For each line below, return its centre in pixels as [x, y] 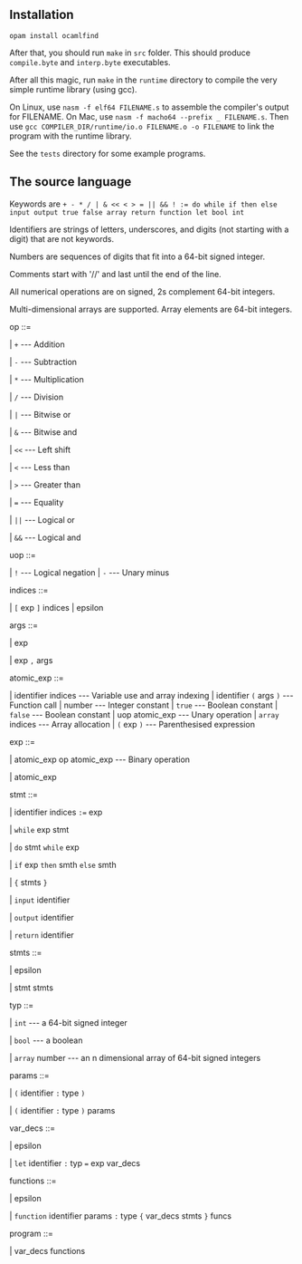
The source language [71, 182]
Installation [42, 15]
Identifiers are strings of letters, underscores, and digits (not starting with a [149, 229]
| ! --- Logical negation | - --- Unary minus [90, 572]
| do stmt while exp [44, 847]
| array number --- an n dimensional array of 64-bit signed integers [135, 1057]
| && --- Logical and [45, 537]
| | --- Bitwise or [40, 414]
